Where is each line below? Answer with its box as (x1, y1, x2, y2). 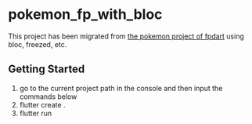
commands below (19, 92, 77, 101)
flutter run (19, 108, 52, 118)
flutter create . (19, 100, 66, 109)
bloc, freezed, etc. (8, 39, 67, 49)
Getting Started (8, 63, 85, 76)
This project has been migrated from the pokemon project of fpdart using (8, 31, 245, 41)
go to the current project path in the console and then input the (19, 83, 223, 93)
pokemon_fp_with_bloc (8, 5, 163, 24)
